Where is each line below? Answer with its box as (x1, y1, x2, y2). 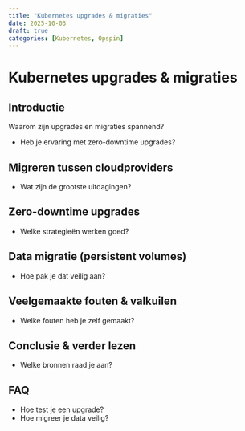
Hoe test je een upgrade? (19, 405, 104, 414)
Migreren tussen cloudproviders (8, 161, 174, 174)
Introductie (8, 100, 66, 114)
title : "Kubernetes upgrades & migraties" (8, 11, 153, 20)
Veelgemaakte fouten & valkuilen (8, 295, 178, 308)
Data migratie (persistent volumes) (8, 250, 187, 263)
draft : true (8, 26, 48, 35)
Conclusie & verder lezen (8, 339, 137, 352)
